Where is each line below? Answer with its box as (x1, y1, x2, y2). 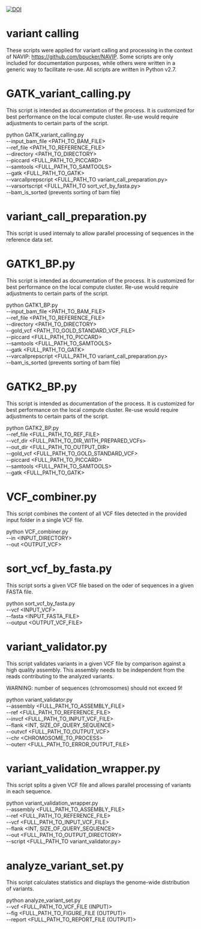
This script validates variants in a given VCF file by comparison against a (6, 660, 186, 667)
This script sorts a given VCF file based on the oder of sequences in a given (6, 581, 194, 589)
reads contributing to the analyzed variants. (6, 672, 114, 679)
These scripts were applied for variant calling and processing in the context (6, 46, 193, 54)
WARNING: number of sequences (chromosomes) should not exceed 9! (6, 684, 183, 691)
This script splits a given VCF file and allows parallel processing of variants (6, 782, 191, 789)
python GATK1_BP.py (6, 301, 58, 308)
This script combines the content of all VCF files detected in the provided (6, 510, 187, 517)
